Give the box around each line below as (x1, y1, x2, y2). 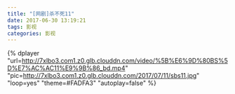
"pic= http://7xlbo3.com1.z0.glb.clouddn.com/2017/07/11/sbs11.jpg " (7, 72, 200, 80)
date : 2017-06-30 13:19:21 (7, 17, 86, 24)
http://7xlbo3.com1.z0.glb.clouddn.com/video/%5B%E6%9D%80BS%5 (21, 57, 228, 65)
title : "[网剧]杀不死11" (7, 10, 75, 18)
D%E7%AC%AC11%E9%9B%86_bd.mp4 (7, 64, 126, 72)
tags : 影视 (7, 23, 37, 30)
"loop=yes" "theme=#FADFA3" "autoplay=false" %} (7, 79, 156, 88)
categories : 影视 (7, 29, 56, 37)
